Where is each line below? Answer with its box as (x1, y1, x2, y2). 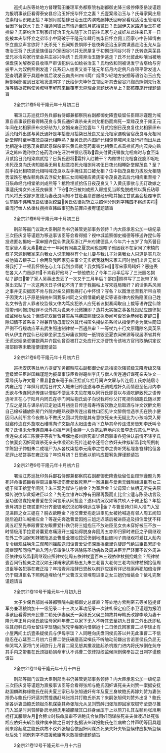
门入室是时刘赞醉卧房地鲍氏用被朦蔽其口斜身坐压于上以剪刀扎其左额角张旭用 (5, 707, 161, 713)
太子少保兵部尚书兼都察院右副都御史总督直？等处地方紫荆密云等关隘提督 (13, 599, 161, 605)
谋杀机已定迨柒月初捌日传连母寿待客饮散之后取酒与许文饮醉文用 (31, 402, 161, 408)
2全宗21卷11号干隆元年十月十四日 (13, 666, 81, 671)
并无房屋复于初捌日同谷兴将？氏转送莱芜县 (74, 48, 161, 54)
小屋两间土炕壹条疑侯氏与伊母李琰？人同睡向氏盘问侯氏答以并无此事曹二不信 (5, 630, 161, 636)
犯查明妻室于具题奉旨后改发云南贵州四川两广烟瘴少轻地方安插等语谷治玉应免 (5, 72, 161, 78)
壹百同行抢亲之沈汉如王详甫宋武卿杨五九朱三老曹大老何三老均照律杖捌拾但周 (5, 560, 161, 565)
